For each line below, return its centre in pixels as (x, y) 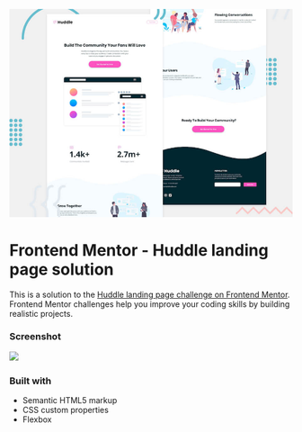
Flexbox (37, 419)
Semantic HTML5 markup (70, 400)
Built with (31, 381)
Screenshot (35, 337)
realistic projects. (41, 313)
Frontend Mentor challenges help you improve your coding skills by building (150, 304)
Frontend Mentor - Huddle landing (139, 250)
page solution (62, 269)
